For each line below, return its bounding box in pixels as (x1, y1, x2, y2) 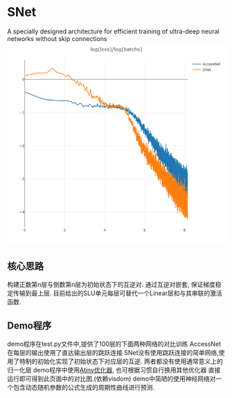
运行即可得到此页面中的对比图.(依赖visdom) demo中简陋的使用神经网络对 (7, 374, 216, 383)
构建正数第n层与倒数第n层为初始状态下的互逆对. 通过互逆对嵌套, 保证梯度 (7, 280, 216, 288)
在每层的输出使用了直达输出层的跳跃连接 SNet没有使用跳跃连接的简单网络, (7, 348, 220, 356)
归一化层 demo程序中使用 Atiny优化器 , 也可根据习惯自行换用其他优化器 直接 (7, 365, 221, 374)
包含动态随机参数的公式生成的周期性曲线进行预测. (12, 383, 155, 391)
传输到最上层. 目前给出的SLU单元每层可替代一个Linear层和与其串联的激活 (12, 289, 223, 297)
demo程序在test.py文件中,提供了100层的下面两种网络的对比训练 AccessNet (7, 340, 222, 348)
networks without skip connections (7, 34, 107, 42)
